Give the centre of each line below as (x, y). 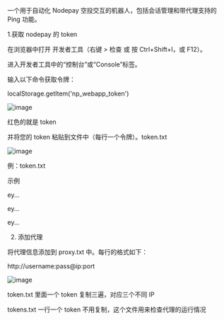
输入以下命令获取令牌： (41, 79)
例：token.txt (26, 166)
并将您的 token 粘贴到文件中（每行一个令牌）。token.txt (87, 137)
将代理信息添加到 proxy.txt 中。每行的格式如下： (78, 252)
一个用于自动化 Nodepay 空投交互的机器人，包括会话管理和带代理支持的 (112, 10)
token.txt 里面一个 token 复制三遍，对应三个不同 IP (81, 295)
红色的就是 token (32, 122)
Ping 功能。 (24, 19)
